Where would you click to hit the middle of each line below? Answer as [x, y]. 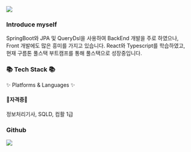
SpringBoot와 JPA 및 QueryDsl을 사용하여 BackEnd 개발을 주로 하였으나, [93, 38]
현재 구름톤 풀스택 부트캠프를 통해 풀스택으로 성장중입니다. [74, 53]
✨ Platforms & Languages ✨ [41, 85]
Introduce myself [32, 25]
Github [16, 130]
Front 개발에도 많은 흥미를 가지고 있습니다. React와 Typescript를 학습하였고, [96, 46]
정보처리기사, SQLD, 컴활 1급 [40, 114]
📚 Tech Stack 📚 [31, 69]
